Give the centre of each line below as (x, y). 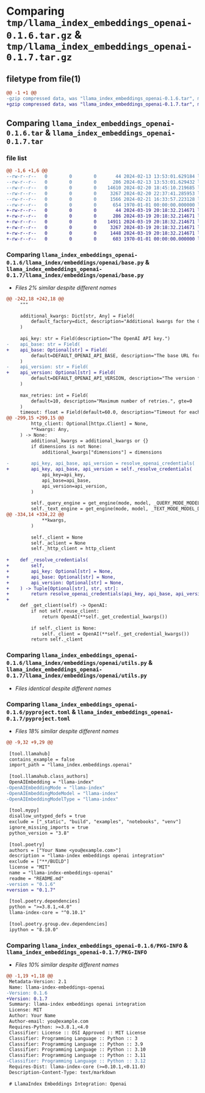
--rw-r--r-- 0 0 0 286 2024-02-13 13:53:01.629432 (101, 182)
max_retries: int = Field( (54, 395)
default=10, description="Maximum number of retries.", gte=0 (111, 401)
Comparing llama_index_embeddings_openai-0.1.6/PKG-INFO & (97, 945)
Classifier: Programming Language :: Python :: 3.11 (77, 1055)
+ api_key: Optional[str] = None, (60, 571)
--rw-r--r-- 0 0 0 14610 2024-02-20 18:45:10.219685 (101, 187)
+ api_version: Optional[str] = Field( (61, 373)
